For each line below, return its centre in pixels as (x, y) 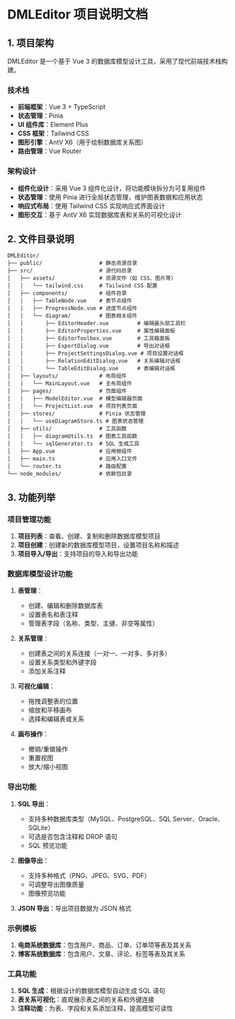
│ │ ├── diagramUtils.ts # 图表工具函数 (73, 436)
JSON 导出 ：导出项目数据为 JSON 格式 (75, 908)
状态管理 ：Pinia (40, 116)
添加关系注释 (47, 671)
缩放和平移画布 (50, 710)
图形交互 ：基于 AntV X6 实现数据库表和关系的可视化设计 (99, 215)
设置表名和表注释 (53, 615)
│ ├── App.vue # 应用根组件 (70, 451)
